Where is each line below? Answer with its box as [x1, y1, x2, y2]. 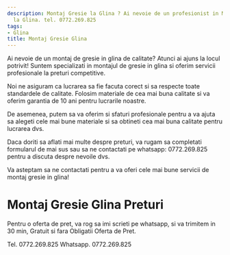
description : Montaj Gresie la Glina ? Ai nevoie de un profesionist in [7, 10, 219, 17]
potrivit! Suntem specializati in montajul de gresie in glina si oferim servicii [7, 62, 216, 70]
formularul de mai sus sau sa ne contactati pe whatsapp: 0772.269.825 [7, 145, 208, 154]
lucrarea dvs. [7, 125, 44, 133]
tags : [7, 23, 23, 29]
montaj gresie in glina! [7, 173, 70, 182]
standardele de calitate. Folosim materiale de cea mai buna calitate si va [7, 90, 210, 98]
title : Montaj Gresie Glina [7, 36, 88, 42]
